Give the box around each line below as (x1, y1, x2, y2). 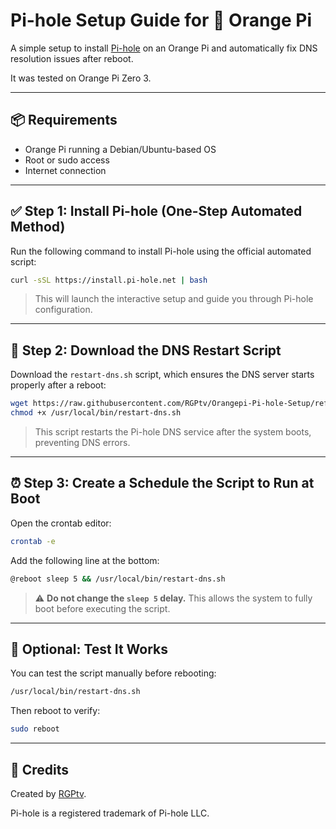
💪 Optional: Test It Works (10, 640, 168, 658)
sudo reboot (10, 724, 60, 734)
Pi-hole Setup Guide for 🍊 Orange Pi (10, 9, 313, 32)
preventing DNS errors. (34, 437, 131, 448)
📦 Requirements (10, 112, 118, 129)
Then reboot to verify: (10, 705, 101, 717)
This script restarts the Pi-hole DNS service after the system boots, (34, 426, 312, 438)
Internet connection (24, 164, 107, 176)
